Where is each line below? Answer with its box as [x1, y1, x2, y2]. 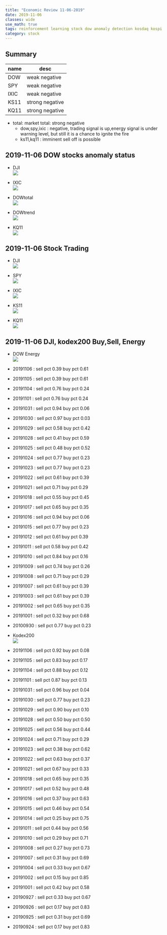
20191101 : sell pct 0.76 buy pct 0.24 [12, 395, 88, 402]
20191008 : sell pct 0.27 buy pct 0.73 [12, 845, 90, 851]
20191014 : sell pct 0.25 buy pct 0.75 [12, 815, 89, 821]
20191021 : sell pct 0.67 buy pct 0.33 [12, 766, 89, 772]
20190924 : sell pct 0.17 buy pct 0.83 [12, 924, 90, 930]
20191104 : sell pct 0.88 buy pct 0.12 [12, 667, 88, 673]
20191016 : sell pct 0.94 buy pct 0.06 [12, 514, 90, 520]
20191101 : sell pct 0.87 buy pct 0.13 [12, 677, 87, 683]
